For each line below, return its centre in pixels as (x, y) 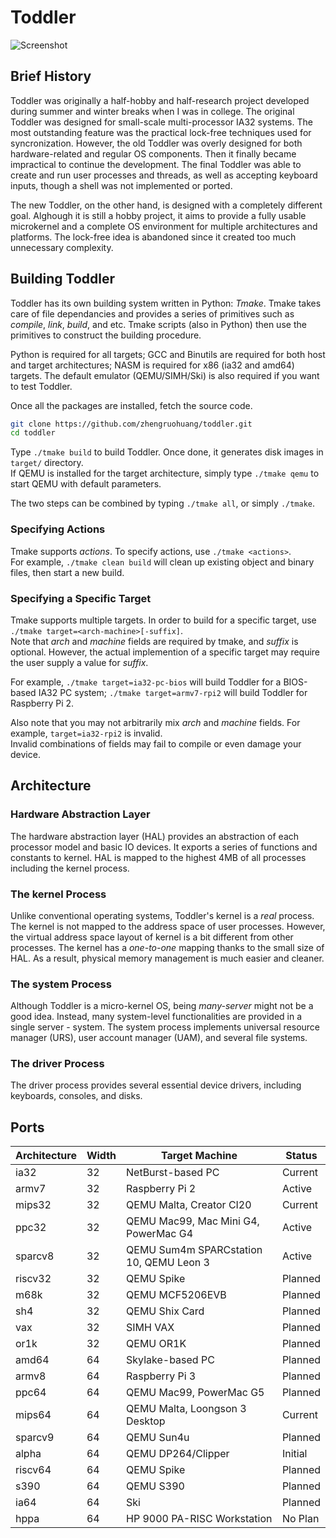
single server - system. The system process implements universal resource (165, 1027)
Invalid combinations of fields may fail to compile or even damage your (156, 743)
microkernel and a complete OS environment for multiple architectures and (164, 226)
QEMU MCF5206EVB (176, 1295)
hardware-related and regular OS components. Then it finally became (153, 153)
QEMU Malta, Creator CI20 (189, 1205)
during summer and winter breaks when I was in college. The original (152, 111)
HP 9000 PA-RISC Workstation (199, 1519)
